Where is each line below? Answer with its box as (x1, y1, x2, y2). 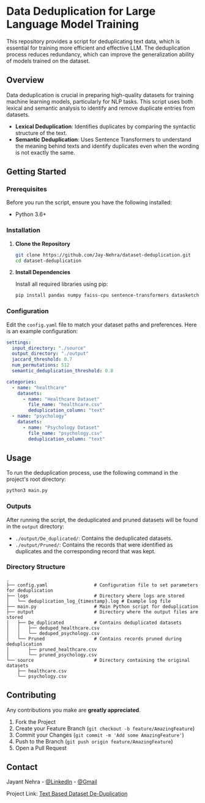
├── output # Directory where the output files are (6, 609, 199, 615)
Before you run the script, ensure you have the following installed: (6, 199, 173, 206)
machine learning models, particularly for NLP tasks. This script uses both (6, 98, 193, 105)
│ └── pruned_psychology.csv (6, 651, 97, 658)
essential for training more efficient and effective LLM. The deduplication (6, 44, 190, 52)
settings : (6, 339, 32, 345)
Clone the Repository (15, 240, 70, 247)
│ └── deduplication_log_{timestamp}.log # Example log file (6, 598, 171, 604)
